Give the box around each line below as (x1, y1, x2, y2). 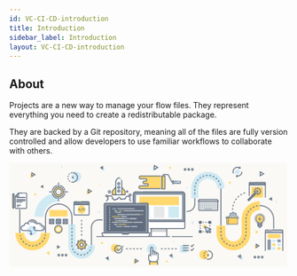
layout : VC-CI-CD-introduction (9, 43, 125, 51)
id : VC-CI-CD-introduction (9, 14, 109, 23)
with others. (9, 146, 53, 156)
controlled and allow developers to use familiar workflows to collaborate (9, 136, 272, 146)
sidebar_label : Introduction (9, 33, 117, 42)
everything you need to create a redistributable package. (9, 109, 217, 120)
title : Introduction (9, 23, 86, 33)
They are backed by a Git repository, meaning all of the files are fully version (9, 127, 288, 138)
